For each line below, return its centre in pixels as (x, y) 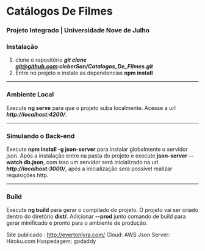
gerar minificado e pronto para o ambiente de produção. (77, 223)
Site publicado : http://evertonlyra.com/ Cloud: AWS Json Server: (88, 235)
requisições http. (27, 175)
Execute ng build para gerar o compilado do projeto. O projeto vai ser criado (102, 210)
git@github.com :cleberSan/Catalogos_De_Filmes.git (84, 67)
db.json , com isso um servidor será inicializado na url (91, 162)
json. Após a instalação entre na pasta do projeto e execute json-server (97, 156)
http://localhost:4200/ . (37, 114)
